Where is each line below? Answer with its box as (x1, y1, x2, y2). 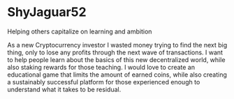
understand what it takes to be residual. (7, 85, 122, 93)
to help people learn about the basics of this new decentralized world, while (7, 55, 226, 63)
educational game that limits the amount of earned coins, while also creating (7, 70, 227, 79)
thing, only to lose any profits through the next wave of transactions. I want (7, 48, 224, 56)
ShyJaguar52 (7, 4, 87, 20)
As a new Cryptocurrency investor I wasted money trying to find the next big (7, 40, 228, 49)
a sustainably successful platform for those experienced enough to (7, 77, 200, 86)
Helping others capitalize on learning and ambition (7, 27, 152, 36)
